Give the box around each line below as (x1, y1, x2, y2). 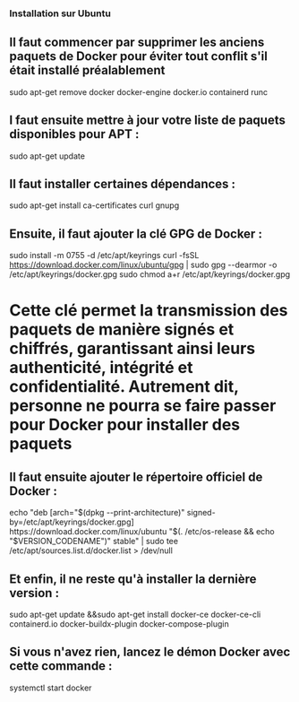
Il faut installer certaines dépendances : (9, 176, 235, 191)
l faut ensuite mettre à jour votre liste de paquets (9, 113, 286, 128)
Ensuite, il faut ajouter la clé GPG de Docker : (9, 226, 262, 241)
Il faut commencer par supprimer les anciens (9, 35, 265, 50)
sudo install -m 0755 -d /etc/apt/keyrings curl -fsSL (9, 250, 200, 261)
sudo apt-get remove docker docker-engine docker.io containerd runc (9, 86, 269, 97)
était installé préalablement (9, 63, 166, 78)
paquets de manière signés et (9, 319, 235, 340)
